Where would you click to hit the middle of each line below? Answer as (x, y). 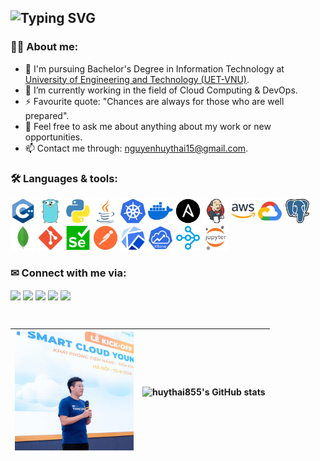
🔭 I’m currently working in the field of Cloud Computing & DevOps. (161, 90)
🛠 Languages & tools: (64, 178)
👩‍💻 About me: (44, 47)
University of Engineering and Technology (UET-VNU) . (137, 79)
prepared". (47, 115)
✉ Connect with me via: (68, 273)
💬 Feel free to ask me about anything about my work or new (148, 126)
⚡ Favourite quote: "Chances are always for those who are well (154, 101)
